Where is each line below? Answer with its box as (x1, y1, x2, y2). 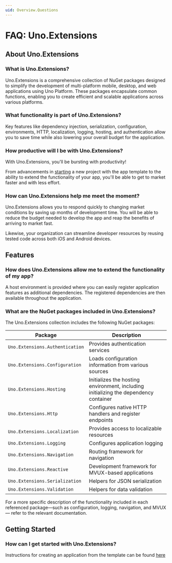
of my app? (5, 273, 34, 280)
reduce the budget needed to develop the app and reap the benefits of (5, 215, 155, 221)
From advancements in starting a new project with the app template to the (5, 169, 161, 175)
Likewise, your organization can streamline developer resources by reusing (5, 230, 164, 237)
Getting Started (5, 525, 56, 534)
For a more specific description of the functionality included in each (5, 499, 148, 506)
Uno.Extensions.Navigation (8, 452, 74, 458)
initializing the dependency (89, 389, 154, 396)
